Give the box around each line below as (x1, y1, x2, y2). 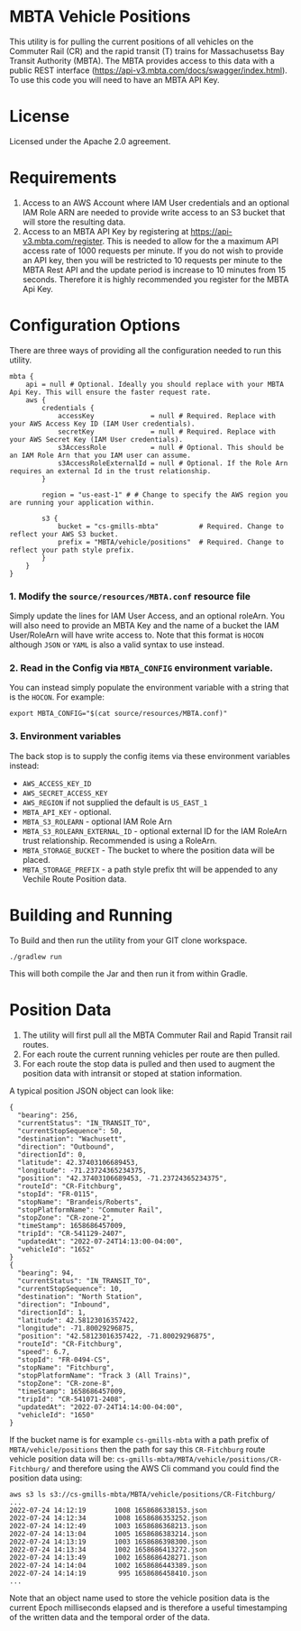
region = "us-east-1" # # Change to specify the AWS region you (41, 490, 288, 499)
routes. (22, 1039, 50, 1049)
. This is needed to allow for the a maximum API (102, 235, 279, 246)
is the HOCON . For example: (9, 692, 105, 702)
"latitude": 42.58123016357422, (17, 1315, 140, 1324)
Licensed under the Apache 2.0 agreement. (9, 135, 171, 146)
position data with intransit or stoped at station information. (22, 1067, 242, 1078)
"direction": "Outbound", (17, 1142, 115, 1151)
